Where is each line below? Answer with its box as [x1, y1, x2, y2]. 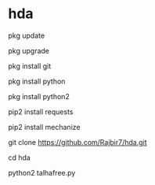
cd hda [8, 153, 31, 162]
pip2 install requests [8, 107, 74, 117]
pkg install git [8, 61, 52, 71]
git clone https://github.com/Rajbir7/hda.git [8, 137, 147, 146]
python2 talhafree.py [8, 168, 76, 177]
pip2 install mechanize [8, 122, 81, 131]
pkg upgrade [8, 46, 49, 55]
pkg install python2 [8, 91, 70, 101]
